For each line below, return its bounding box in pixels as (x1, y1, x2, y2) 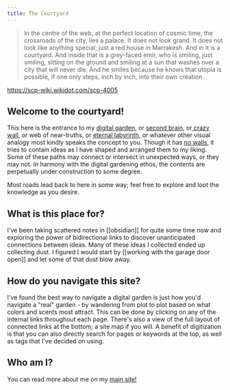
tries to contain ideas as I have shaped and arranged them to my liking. (7, 145, 207, 154)
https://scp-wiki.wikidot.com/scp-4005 (7, 86, 118, 94)
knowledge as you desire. (7, 188, 80, 196)
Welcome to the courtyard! (7, 106, 125, 117)
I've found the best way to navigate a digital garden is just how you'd (7, 293, 201, 302)
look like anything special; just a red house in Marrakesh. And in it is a (23, 43, 220, 51)
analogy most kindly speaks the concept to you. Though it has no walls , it (7, 138, 214, 147)
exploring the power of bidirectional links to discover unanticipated (7, 234, 196, 242)
